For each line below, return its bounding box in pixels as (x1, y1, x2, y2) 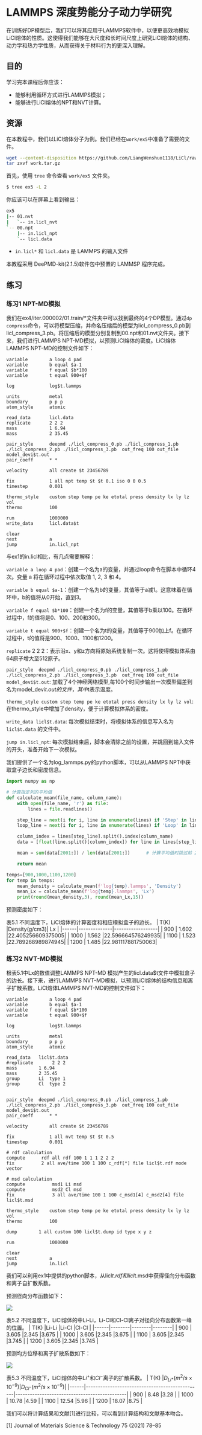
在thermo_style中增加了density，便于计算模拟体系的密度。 (6, 705, 151, 713)
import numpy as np (6, 778, 55, 785)
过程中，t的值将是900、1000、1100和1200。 (6, 635, 117, 642)
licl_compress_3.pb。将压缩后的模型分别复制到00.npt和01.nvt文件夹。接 (6, 330, 185, 337)
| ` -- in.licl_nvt (6, 219, 58, 225)
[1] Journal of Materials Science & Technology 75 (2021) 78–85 (6, 1422, 162, 1429)
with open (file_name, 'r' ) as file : (17, 800, 109, 806)
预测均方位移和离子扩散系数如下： (6, 1350, 91, 1357)
